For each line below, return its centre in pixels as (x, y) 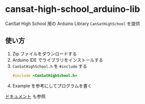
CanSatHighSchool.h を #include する (50, 66)
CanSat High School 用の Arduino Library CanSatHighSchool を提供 (72, 23)
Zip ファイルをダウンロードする (44, 54)
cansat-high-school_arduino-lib (73, 9)
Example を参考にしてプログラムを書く (52, 86)
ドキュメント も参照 (25, 96)
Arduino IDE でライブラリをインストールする (58, 60)
